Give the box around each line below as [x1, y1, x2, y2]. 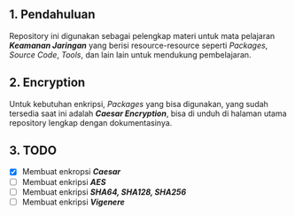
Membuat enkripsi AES [21, 176, 106, 187]
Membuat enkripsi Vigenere [21, 197, 126, 207]
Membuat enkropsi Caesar [21, 166, 121, 177]
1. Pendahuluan [9, 7, 96, 22]
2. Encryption [9, 75, 86, 90]
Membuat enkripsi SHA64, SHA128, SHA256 [21, 186, 187, 197]
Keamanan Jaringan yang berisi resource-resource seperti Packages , [9, 40, 268, 50]
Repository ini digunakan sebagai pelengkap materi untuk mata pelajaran [9, 30, 276, 41]
